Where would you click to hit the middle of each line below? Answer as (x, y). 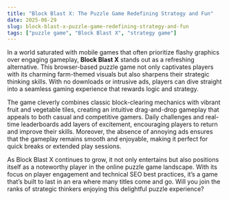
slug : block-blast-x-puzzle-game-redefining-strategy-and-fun (98, 26)
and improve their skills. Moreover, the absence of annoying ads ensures (110, 132)
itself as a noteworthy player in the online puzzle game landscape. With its (112, 167)
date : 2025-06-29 (32, 20)
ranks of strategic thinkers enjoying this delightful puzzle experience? (106, 189)
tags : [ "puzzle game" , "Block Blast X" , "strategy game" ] (92, 33)
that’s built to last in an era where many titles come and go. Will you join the (114, 182)
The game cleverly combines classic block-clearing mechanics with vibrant (114, 102)
